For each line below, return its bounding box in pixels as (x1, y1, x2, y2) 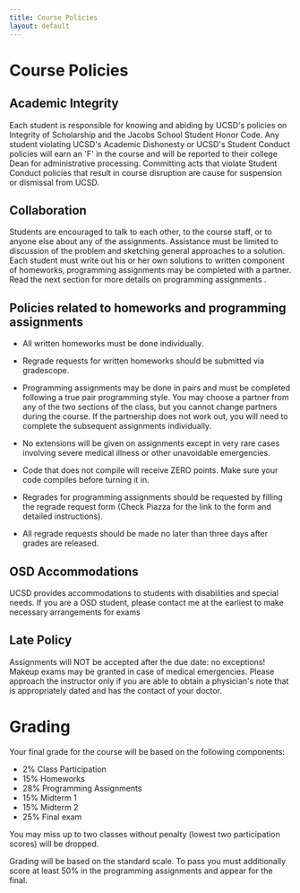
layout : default (9, 22, 70, 31)
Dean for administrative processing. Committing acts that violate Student (9, 158, 278, 169)
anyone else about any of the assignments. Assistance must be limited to (9, 236, 279, 247)
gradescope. (21, 365, 70, 376)
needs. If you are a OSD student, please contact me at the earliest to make (9, 597, 284, 608)
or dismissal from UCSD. (9, 177, 100, 188)
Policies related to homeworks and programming (9, 300, 287, 315)
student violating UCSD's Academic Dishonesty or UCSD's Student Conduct (9, 138, 291, 149)
